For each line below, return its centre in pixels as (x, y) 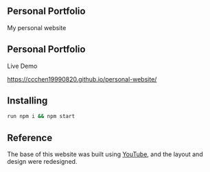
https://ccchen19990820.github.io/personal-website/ (82, 79)
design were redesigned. (42, 162)
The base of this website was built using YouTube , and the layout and (105, 154)
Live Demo (22, 66)
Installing (27, 101)
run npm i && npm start (41, 116)
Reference (30, 137)
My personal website (37, 27)
